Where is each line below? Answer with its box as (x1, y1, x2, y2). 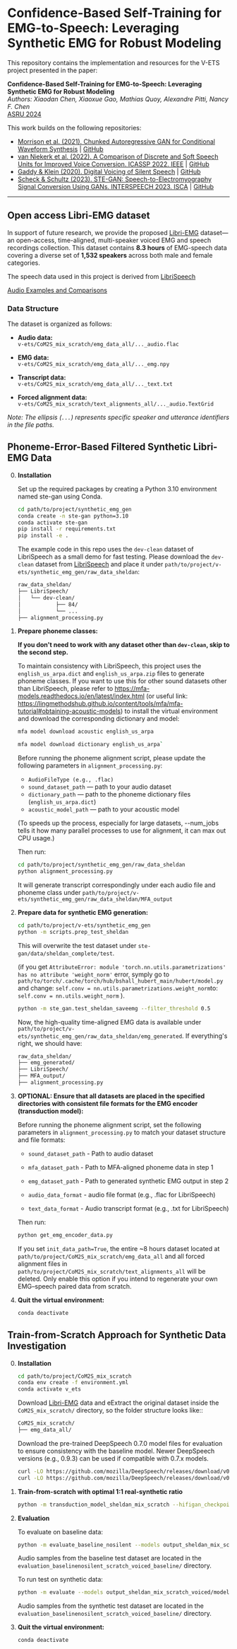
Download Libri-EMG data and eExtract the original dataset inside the (17, 1398, 219, 1407)
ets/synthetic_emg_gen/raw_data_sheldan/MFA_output (17, 896, 173, 903)
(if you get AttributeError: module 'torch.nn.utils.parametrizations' (17, 962, 226, 971)
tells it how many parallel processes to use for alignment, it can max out (17, 826, 226, 835)
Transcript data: (17, 373, 66, 382)
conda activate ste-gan (17, 519, 88, 526)
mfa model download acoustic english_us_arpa (17, 728, 154, 736)
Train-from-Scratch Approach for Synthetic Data (7, 1329, 226, 1341)
